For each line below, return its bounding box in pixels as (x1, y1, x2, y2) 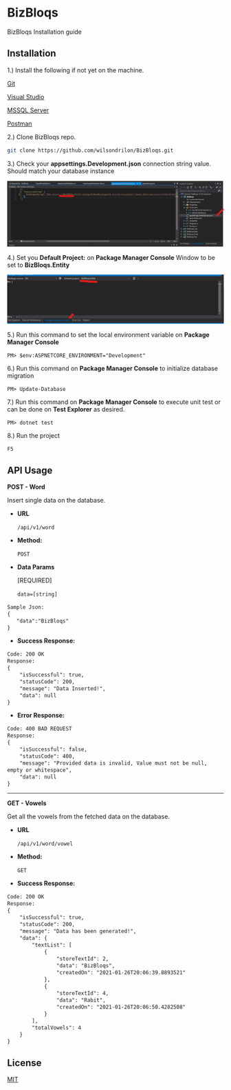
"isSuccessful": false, (19, 746, 88, 753)
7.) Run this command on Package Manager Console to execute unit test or (7, 398, 221, 406)
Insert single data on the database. (7, 496, 106, 505)
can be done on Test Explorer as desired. (7, 405, 125, 414)
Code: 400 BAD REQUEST (7, 725, 72, 732)
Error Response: (16, 711, 65, 720)
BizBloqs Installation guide (7, 28, 82, 36)
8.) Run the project (7, 432, 60, 440)
